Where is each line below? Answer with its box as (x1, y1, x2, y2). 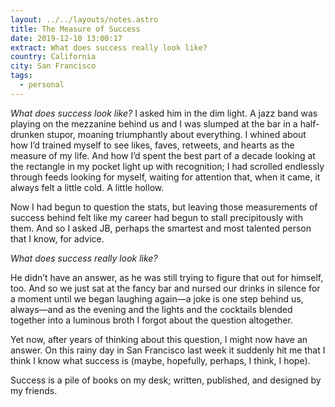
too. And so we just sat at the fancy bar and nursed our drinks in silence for (10, 282, 321, 294)
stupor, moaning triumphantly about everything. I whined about (46, 128, 307, 140)
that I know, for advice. (10, 232, 105, 245)
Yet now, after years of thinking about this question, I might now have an (10, 333, 308, 345)
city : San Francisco (10, 61, 97, 71)
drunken (10, 128, 45, 140)
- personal (19, 80, 65, 90)
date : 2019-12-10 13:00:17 (10, 33, 123, 43)
